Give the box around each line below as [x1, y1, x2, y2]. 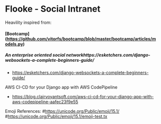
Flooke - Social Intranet [5, 3, 101, 15]
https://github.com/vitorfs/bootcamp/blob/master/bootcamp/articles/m [6, 35, 156, 42]
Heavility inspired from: [5, 19, 52, 25]
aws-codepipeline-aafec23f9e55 [12, 99, 79, 105]
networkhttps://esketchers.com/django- [66, 52, 150, 58]
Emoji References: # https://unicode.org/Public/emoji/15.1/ [5, 108, 120, 114]
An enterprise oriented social [5, 52, 65, 58]
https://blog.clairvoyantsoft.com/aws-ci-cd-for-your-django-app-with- [12, 93, 154, 99]
